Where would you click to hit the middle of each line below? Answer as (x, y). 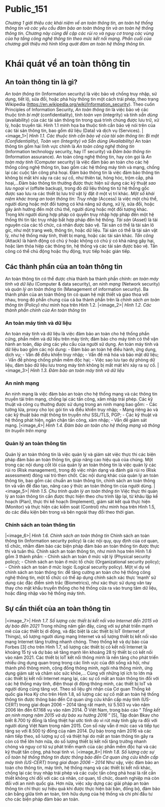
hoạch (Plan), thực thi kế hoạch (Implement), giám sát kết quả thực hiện (78, 501)
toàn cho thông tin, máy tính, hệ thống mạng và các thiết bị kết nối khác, (78, 767)
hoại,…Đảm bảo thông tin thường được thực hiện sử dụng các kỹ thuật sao (81, 183)
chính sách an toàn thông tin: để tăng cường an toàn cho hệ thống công (78, 572)
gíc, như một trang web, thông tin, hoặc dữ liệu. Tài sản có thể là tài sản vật (81, 230)
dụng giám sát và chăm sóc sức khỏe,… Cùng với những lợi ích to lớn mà (79, 673)
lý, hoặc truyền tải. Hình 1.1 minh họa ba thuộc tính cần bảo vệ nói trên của (80, 125)
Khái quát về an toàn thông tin (68, 64)
